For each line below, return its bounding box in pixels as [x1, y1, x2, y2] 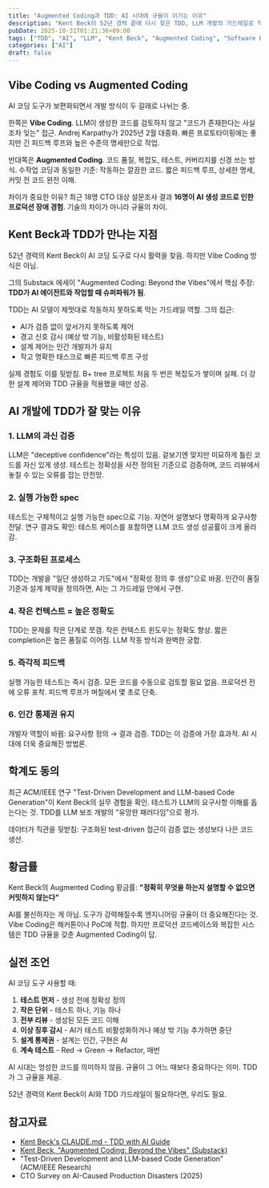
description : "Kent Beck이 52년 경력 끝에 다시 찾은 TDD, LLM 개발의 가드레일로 [8, 19, 255, 27]
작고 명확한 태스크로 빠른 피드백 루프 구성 [19, 352, 149, 361]
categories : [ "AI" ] [8, 42, 74, 50]
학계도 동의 [8, 764, 60, 778]
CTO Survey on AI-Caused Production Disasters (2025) [19, 1171, 203, 1181]
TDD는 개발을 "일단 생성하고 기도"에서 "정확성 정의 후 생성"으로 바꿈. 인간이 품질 [8, 574, 260, 583]
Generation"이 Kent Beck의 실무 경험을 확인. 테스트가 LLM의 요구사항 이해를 [8, 797, 250, 807]
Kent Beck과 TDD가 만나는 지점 [8, 228, 158, 241]
